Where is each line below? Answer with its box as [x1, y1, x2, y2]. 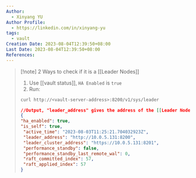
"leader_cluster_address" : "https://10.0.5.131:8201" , [23, 139, 159, 146]
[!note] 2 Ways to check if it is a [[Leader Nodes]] [20, 68, 139, 75]
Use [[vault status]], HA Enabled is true [29, 79, 122, 86]
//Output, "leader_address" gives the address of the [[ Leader [20, 107, 178, 113]
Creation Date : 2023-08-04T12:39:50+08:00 [6, 41, 111, 47]
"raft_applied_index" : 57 [23, 162, 86, 167]
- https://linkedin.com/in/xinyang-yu [11, 25, 106, 31]
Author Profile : [6, 19, 45, 25]
